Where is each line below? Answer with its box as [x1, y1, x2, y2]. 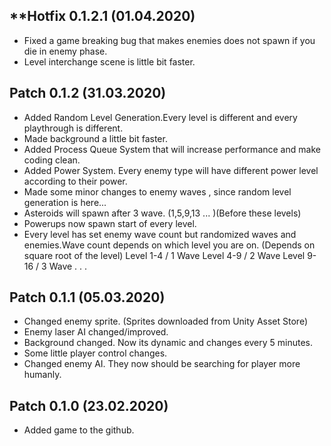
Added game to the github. [23, 424, 135, 436]
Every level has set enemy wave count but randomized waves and [23, 228, 297, 240]
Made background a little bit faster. [23, 132, 168, 144]
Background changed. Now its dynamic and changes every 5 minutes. [23, 337, 313, 349]
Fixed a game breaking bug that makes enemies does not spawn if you [23, 34, 316, 46]
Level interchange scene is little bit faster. [23, 55, 196, 68]
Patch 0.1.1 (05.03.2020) [9, 289, 166, 306]
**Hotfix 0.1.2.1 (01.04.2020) [9, 8, 196, 25]
